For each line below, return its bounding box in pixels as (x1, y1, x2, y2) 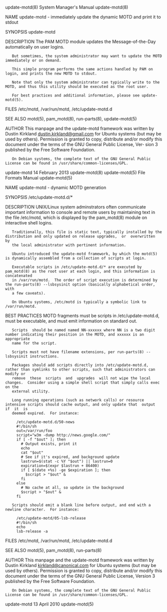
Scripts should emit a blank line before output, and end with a (11, 502, 151, 507)
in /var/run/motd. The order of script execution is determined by (11, 277, 157, 282)
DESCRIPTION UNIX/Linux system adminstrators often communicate (5, 204, 146, 209)
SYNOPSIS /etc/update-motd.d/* (5, 194, 73, 200)
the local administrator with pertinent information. (11, 242, 126, 247)
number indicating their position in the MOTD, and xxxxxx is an (5, 332, 144, 337)
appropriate (5, 336, 30, 341)
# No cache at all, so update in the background (20, 485, 124, 490)
